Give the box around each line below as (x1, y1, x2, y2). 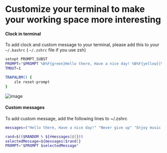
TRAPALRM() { (5, 75, 32, 80)
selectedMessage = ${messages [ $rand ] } (5, 139, 81, 144)
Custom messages (5, 104, 45, 110)
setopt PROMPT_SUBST (5, 57, 48, 62)
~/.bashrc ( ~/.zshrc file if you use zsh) (5, 47, 86, 53)
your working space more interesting (5, 14, 162, 25)
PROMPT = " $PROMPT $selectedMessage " (5, 143, 79, 149)
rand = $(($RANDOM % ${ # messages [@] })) (5, 134, 83, 139)
